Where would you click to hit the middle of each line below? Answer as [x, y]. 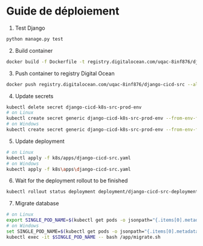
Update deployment [40, 141]
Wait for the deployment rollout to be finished [71, 181]
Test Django [30, 28]
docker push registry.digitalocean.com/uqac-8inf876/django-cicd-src [96, 84]
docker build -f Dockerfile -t [46, 62]
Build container [34, 50]
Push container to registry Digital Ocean [65, 73]
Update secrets [34, 96]
